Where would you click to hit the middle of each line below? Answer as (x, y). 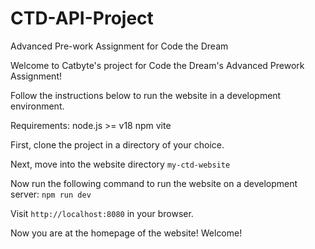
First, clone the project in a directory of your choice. (117, 144)
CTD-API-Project (82, 18)
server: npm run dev (51, 194)
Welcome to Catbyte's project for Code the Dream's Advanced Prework (157, 65)
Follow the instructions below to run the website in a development (146, 95)
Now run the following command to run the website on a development (154, 183)
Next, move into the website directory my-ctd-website (120, 164)
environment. (37, 106)
